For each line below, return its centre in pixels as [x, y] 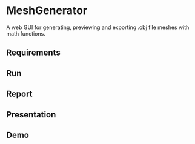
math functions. [26, 33]
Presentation [31, 115]
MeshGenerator [47, 11]
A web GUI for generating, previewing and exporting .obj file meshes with [98, 27]
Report [19, 94]
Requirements [33, 53]
